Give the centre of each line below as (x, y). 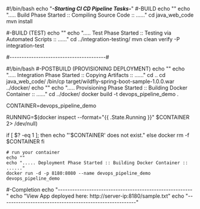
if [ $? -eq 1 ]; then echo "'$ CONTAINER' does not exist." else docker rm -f (98, 135)
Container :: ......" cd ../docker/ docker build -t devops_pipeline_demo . (93, 94)
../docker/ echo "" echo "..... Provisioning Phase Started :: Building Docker (97, 88)
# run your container (33, 152)
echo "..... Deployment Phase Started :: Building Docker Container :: (97, 163)
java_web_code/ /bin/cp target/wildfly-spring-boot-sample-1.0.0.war (90, 81)
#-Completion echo (30, 190)
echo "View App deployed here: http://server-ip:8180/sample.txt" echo (97, 196)
